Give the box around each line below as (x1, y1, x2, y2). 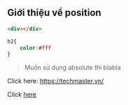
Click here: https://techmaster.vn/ (7, 77, 104, 86)
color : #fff (20, 45, 52, 51)
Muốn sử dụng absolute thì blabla (24, 63, 121, 72)
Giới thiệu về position (7, 7, 101, 19)
